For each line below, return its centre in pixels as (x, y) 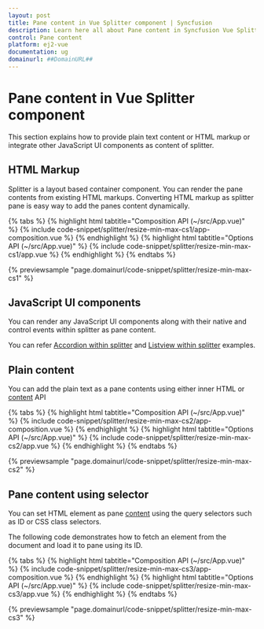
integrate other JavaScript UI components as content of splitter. (111, 145)
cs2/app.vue (29, 446)
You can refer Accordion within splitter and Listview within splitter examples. (132, 345)
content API (27, 398)
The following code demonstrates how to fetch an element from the (117, 537)
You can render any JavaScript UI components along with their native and (127, 322)
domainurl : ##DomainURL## (50, 60)
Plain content (41, 370)
